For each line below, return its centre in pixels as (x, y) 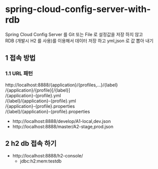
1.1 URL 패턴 (19, 74)
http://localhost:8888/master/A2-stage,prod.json (63, 126)
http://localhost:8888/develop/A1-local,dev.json (62, 121)
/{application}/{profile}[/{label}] (38, 90)
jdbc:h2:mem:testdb (41, 161)
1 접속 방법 (21, 58)
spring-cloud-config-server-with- (78, 9)
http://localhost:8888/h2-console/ (48, 156)
